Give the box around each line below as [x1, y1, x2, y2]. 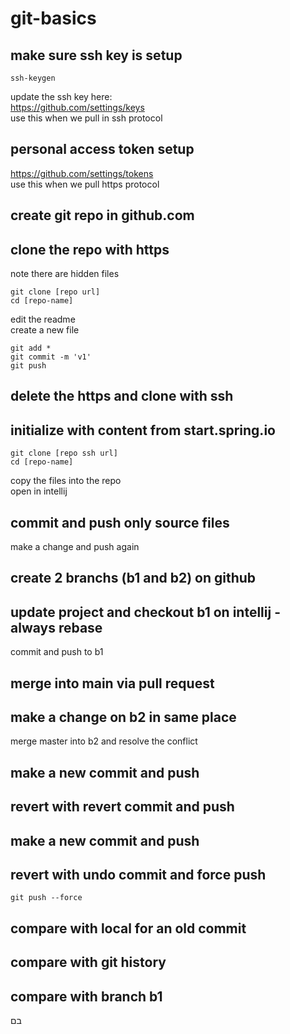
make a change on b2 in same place [10, 709, 237, 726]
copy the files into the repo [10, 475, 122, 487]
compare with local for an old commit [10, 920, 247, 937]
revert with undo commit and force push [10, 867, 267, 883]
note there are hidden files [10, 268, 120, 280]
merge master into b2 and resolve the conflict [10, 735, 198, 747]
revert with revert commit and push [10, 798, 235, 816]
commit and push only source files [10, 514, 230, 531]
